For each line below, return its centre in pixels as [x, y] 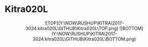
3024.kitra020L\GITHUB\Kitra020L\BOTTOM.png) [84, 39]
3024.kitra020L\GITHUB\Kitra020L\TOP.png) [72, 28]
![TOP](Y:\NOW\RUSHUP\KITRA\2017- [84, 23]
